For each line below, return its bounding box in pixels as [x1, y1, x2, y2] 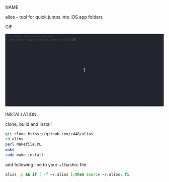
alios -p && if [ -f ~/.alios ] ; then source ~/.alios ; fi [5, 172, 129, 177]
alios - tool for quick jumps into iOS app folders [5, 14, 103, 20]
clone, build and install [5, 121, 52, 127]
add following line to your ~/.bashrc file [5, 161, 87, 167]
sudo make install [5, 153, 44, 158]
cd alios [5, 137, 24, 142]
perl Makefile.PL [5, 142, 42, 147]
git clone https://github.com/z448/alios [5, 131, 94, 136]
